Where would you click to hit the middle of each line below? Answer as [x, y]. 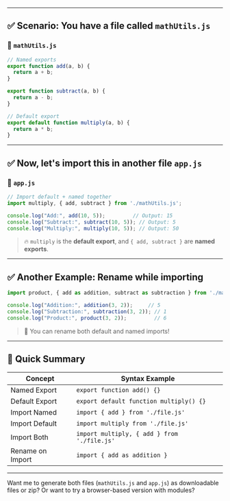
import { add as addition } [122, 455]
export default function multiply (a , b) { [68, 123]
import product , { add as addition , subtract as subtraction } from [107, 293]
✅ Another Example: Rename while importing [105, 277]
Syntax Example [148, 378]
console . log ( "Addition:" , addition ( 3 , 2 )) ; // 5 [84, 306]
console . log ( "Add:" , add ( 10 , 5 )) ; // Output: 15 [90, 216]
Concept [40, 378]
